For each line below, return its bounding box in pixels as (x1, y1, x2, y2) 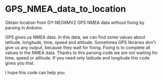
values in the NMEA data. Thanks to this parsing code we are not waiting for (5, 50, 158, 56)
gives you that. (5, 60, 35, 66)
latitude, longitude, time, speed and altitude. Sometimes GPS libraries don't (5, 39, 156, 45)
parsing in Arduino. (5, 24, 43, 30)
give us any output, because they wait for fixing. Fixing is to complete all (5, 44, 150, 50)
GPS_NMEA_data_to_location (5, 3, 126, 15)
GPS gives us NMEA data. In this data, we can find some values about (5, 34, 145, 40)
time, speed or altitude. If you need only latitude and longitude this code (5, 55, 150, 60)
